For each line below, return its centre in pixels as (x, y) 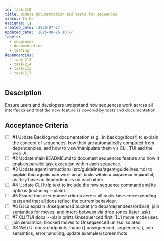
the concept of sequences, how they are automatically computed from (83, 143)
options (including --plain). (39, 190)
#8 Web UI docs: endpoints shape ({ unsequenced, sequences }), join (82, 227)
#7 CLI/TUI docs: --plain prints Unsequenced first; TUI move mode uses (85, 217)
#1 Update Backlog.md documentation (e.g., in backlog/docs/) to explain (85, 137)
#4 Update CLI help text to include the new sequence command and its (84, 185)
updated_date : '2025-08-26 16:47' (40, 32)
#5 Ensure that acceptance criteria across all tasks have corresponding (84, 196)
